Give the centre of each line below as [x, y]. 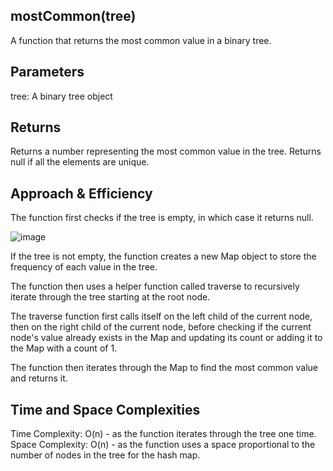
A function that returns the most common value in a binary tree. [141, 40]
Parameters [47, 72]
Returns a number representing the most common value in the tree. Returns [166, 151]
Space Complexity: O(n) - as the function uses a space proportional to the [163, 445]
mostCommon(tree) [73, 16]
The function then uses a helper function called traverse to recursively [155, 286]
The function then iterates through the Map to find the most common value [164, 368]
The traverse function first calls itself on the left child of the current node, [161, 316]
